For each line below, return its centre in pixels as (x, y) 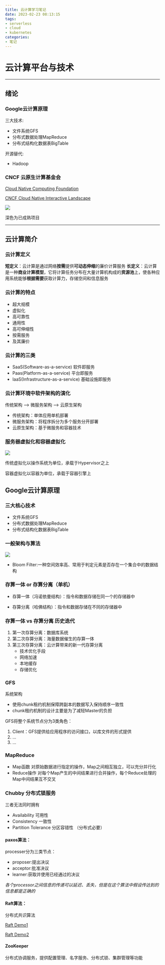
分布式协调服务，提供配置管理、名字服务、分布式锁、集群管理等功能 (74, 958)
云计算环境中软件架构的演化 (38, 393)
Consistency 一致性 (32, 821)
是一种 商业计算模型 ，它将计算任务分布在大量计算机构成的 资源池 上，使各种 (80, 272)
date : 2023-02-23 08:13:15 (33, 14)
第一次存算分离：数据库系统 (40, 633)
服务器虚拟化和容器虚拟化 (35, 442)
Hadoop (20, 164)
